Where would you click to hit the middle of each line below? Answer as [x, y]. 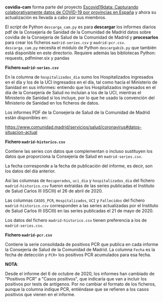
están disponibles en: [27, 118]
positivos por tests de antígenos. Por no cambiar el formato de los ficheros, [81, 284]
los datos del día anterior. [30, 171]
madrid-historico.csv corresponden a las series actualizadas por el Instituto [82, 205]
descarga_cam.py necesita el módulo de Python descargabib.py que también [81, 48]
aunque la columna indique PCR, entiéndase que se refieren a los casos [77, 289]
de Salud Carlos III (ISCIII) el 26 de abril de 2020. [54, 191]
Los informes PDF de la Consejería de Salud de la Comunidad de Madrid [77, 112]
